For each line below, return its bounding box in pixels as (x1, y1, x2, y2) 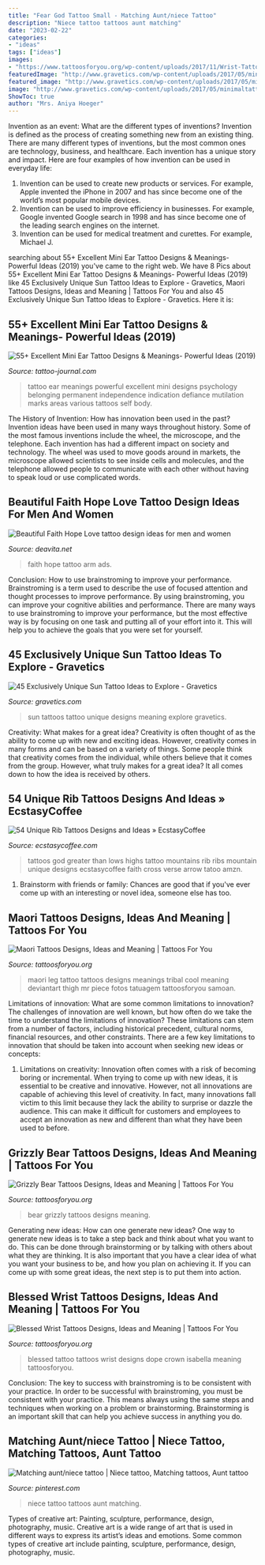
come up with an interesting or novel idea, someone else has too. (19, 888, 232, 898)
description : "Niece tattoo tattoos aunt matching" (8, 19, 181, 27)
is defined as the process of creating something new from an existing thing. (8, 130, 254, 139)
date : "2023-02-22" (8, 26, 73, 34)
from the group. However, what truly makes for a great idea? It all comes (8, 760, 243, 771)
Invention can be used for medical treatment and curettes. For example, (19, 229, 252, 239)
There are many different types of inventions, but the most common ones (8, 138, 246, 148)
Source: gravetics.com (8, 696, 82, 706)
